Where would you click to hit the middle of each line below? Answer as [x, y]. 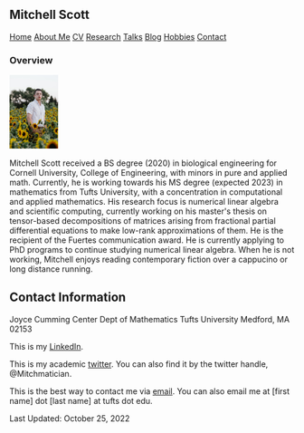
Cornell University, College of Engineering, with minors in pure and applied [148, 172]
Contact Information [68, 298]
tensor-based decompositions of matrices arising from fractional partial [142, 220]
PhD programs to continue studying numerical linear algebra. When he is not [152, 249]
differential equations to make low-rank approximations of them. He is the [147, 230]
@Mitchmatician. [41, 373]
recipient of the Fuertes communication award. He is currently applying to [147, 240]
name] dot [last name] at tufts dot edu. [81, 400]
